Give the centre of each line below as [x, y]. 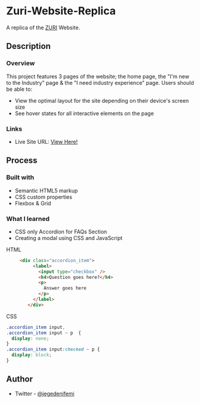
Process [22, 160]
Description [28, 46]
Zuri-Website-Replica [61, 11]
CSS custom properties [44, 197]
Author [19, 379]
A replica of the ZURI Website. [43, 27]
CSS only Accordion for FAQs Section [61, 232]
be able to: [19, 89]
